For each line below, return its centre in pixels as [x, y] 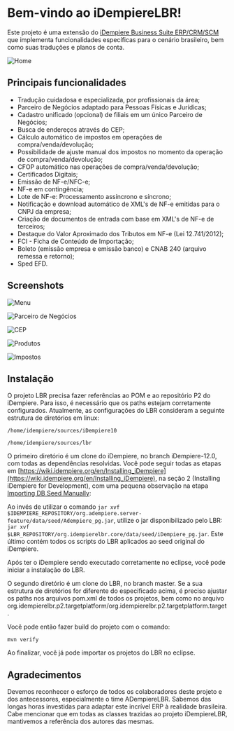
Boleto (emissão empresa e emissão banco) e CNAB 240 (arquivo [112, 248]
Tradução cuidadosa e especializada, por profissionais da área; [109, 100]
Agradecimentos [44, 675]
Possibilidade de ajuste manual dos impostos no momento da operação [120, 151]
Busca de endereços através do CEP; [71, 129]
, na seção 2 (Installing [188, 479]
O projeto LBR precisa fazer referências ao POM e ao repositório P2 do [109, 396]
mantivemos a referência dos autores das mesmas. [81, 722]
